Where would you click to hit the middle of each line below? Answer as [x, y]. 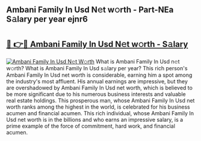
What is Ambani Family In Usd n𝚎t [138, 61]
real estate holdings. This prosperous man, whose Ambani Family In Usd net [100, 100]
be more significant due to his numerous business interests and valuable [96, 94]
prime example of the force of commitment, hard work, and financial [91, 126]
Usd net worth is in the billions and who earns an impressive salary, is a [95, 120]
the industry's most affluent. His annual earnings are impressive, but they [97, 81]
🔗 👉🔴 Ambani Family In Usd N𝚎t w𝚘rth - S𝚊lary [97, 44]
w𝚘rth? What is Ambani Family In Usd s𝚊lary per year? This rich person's [97, 68]
